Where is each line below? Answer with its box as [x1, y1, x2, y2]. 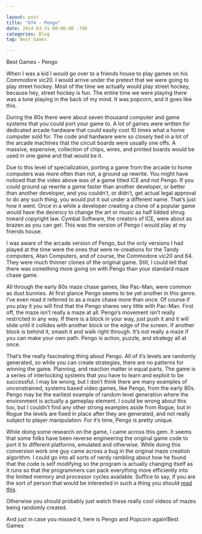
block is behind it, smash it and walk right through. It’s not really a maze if [6, 328, 189, 335]
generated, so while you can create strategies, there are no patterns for [6, 359, 184, 366]
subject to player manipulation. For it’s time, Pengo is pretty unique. [6, 416, 174, 424]
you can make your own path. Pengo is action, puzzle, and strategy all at [6, 335, 187, 342]
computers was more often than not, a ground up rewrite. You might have [6, 170, 189, 178]
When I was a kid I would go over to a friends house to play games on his [6, 70, 188, 77]
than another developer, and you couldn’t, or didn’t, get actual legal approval [6, 189, 196, 196]
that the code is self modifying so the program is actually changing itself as [6, 460, 193, 468]
